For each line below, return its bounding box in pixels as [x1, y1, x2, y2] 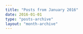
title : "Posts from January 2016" [5, 7, 79, 12]
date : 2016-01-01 [5, 12, 42, 17]
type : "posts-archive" [5, 16, 53, 21]
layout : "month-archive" [5, 21, 58, 26]
